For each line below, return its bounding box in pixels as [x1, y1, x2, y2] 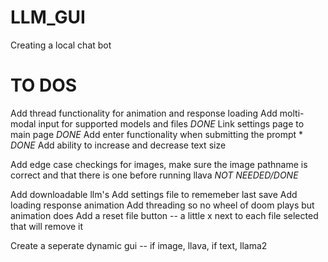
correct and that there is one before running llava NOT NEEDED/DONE [10, 169, 299, 181]
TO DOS [10, 74, 78, 97]
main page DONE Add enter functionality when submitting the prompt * [10, 128, 304, 140]
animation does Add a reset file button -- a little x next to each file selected [10, 209, 319, 221]
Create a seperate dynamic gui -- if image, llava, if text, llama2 [10, 239, 268, 251]
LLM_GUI [10, 6, 86, 29]
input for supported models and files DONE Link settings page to [38, 117, 305, 130]
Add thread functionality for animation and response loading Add [10, 107, 278, 119]
